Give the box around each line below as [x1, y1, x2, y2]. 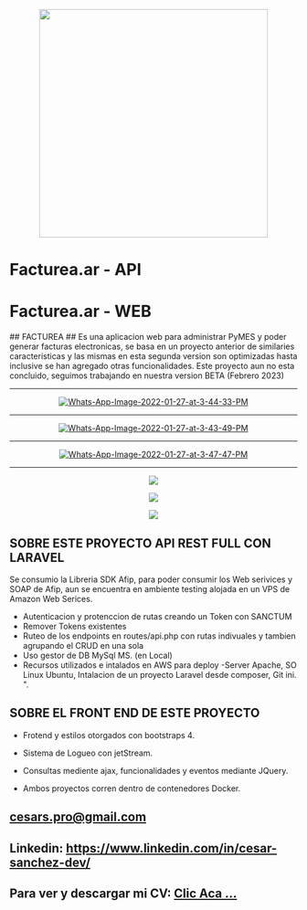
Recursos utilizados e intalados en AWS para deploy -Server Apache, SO [22, 659, 297, 671]
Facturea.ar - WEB [9, 302, 153, 322]
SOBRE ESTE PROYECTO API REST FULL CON [9, 535, 271, 551]
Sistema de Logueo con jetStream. [22, 747, 153, 758]
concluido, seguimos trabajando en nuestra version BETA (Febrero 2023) [9, 370, 285, 381]
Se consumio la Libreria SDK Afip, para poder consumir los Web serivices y [9, 574, 293, 585]
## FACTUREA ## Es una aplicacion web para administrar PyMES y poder [9, 332, 287, 343]
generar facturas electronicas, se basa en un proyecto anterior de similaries [9, 341, 295, 352]
